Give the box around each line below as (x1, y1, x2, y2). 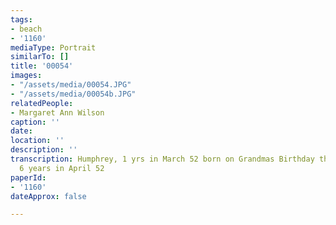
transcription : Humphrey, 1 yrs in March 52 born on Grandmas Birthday (10, 154, 315, 164)
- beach (10, 24, 43, 34)
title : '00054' (10, 61, 74, 71)
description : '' (10, 145, 78, 155)
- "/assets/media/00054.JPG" (10, 80, 132, 90)
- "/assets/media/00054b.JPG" (10, 89, 137, 99)
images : (10, 71, 43, 81)
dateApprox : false (10, 191, 87, 201)
